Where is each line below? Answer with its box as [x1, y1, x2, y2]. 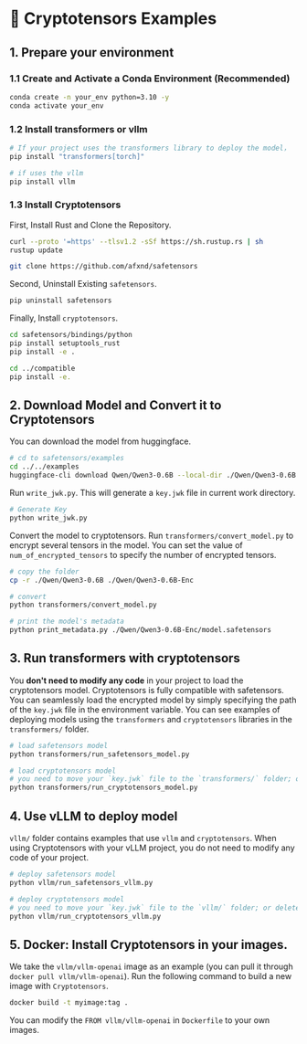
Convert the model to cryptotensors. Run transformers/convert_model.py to [9, 530, 294, 541]
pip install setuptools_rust [9, 339, 121, 348]
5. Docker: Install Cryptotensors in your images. [9, 936, 288, 953]
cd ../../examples [9, 462, 79, 471]
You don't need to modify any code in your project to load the [9, 675, 244, 686]
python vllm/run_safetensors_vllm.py [9, 878, 153, 887]
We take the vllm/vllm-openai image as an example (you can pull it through [9, 961, 294, 972]
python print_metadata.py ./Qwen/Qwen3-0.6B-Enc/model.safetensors [9, 626, 272, 635]
